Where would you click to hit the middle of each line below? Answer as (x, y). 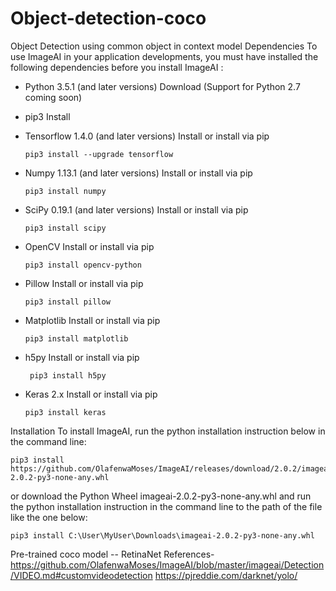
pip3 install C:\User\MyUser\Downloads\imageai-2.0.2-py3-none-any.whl (162, 535)
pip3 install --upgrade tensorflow (99, 154)
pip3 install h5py (68, 375)
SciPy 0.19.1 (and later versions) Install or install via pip (136, 209)
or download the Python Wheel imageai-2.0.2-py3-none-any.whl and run (161, 496)
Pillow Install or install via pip (84, 283)
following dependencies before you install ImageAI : (117, 67)
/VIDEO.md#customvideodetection (81, 575)
